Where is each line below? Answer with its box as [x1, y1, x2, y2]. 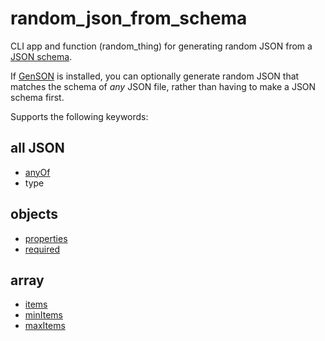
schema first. [10, 91, 65, 103]
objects [10, 206, 58, 223]
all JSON [10, 140, 65, 157]
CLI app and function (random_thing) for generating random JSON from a [10, 40, 313, 52]
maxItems [24, 320, 66, 332]
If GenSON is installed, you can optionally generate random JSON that [10, 70, 300, 82]
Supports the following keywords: [10, 110, 149, 122]
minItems [24, 309, 63, 321]
